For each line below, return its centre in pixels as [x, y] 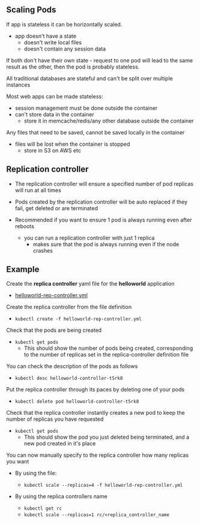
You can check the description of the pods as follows [72, 366]
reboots [25, 226]
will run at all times [38, 190]
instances [18, 85]
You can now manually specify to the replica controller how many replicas [98, 455]
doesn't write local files [53, 42]
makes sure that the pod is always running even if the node [106, 244]
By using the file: [36, 473]
